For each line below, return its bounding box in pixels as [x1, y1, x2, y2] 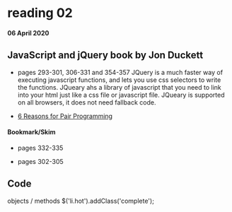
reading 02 [7, 5, 73, 21]
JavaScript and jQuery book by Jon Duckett [7, 49, 204, 61]
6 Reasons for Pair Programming [17, 112, 113, 120]
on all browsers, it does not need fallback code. [17, 98, 156, 107]
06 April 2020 [7, 28, 50, 37]
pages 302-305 [17, 157, 64, 165]
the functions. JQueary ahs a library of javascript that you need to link [17, 83, 221, 91]
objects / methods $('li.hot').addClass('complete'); [7, 196, 154, 205]
